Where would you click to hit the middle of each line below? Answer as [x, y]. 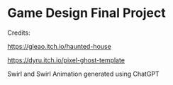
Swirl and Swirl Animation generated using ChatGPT [83, 74]
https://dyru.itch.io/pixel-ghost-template [66, 60]
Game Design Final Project [87, 13]
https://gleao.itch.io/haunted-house [59, 46]
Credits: [19, 33]
